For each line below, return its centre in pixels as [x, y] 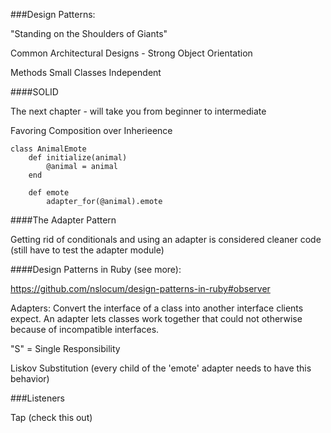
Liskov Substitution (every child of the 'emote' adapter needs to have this [161, 368]
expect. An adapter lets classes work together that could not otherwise [156, 318]
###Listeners [37, 398]
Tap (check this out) [51, 417]
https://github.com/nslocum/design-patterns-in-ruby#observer [140, 288]
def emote [49, 193]
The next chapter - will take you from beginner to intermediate [138, 111]
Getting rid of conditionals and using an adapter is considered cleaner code [166, 239]
